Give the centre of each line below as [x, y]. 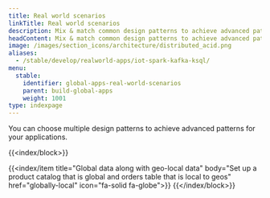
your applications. [38, 137]
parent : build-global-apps [68, 91]
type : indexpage [35, 105]
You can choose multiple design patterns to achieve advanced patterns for [132, 129]
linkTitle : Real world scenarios [64, 23]
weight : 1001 [45, 98]
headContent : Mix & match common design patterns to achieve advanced [129, 38]
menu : [17, 68]
